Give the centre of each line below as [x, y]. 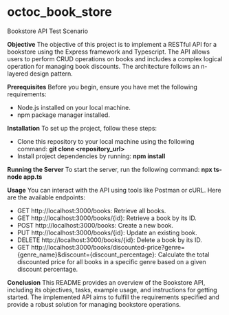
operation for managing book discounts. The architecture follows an [103, 66]
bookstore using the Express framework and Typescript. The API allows [109, 52]
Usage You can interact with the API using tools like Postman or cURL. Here [114, 190]
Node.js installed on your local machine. [74, 107]
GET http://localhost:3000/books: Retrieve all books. [91, 210]
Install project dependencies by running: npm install [91, 156]
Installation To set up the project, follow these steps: [82, 128]
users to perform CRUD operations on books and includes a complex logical [115, 58]
